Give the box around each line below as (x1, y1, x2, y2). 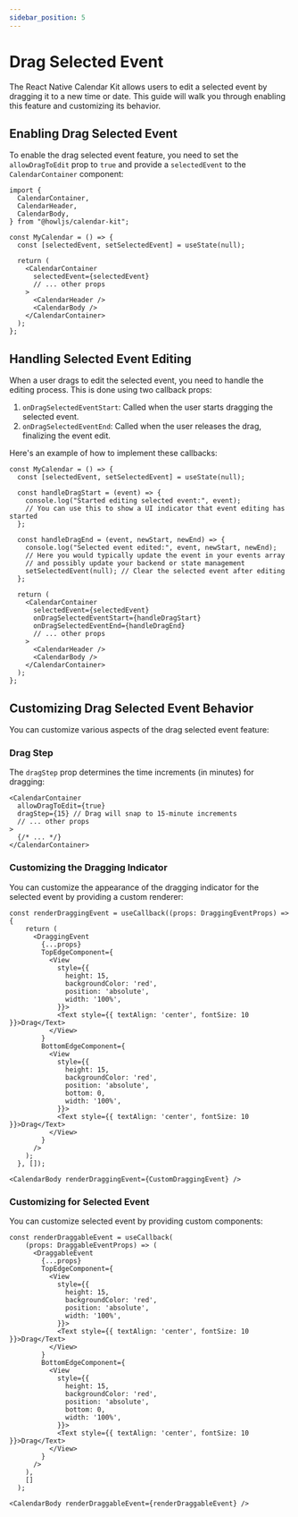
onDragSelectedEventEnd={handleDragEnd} (32, 622, 186, 631)
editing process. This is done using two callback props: (9, 385, 212, 395)
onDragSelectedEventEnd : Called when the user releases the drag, (21, 421, 261, 432)
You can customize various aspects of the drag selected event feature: (9, 725, 269, 734)
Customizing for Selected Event (9, 1195, 150, 1208)
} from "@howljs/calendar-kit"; (9, 217, 129, 226)
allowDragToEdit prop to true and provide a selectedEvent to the (9, 159, 247, 170)
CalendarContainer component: (9, 169, 124, 180)
